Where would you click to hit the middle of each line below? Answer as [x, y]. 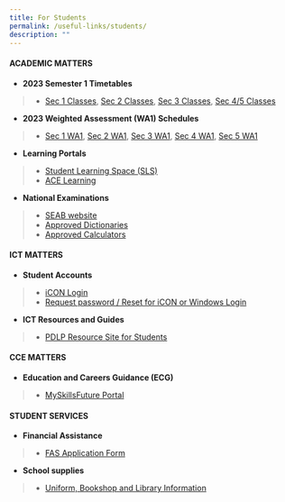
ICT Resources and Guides [73, 319]
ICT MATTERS [36, 255]
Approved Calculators [85, 234]
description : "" [40, 34]
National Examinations [66, 197]
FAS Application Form [85, 453]
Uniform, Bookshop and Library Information [126, 488]
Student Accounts [57, 275]
